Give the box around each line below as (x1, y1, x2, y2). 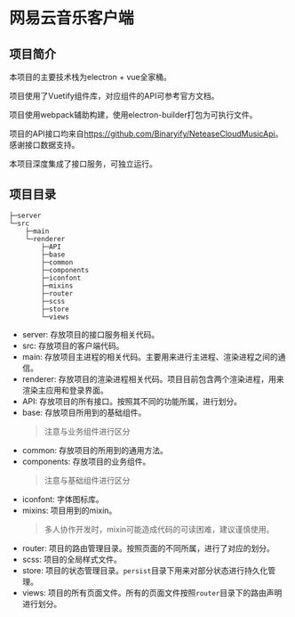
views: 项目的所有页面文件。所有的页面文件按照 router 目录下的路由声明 (21, 587, 283, 597)
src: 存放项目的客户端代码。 (21, 340, 124, 351)
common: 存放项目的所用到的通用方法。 (21, 444, 169, 455)
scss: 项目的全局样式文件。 (21, 554, 122, 564)
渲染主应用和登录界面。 (21, 385, 108, 395)
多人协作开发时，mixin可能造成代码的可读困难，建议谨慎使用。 (44, 524, 275, 534)
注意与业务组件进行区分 (44, 426, 131, 436)
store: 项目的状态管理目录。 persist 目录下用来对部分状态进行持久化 (21, 564, 268, 575)
